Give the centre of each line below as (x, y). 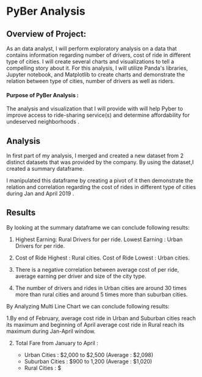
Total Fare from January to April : (57, 343)
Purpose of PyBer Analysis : (43, 95)
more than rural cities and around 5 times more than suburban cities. (101, 294)
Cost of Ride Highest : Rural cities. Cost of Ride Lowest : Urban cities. (103, 258)
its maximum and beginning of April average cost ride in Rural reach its (95, 324)
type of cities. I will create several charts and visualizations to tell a (90, 62)
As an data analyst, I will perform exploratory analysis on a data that (92, 48)
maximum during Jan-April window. (51, 331)
